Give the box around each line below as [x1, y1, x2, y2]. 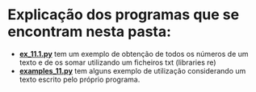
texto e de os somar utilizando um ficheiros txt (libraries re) [19, 58, 216, 67]
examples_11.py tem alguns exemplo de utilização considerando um [19, 66, 246, 75]
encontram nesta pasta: [7, 22, 171, 41]
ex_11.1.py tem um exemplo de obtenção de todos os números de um [19, 49, 249, 58]
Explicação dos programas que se [7, 6, 240, 24]
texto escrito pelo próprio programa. [19, 74, 141, 84]
